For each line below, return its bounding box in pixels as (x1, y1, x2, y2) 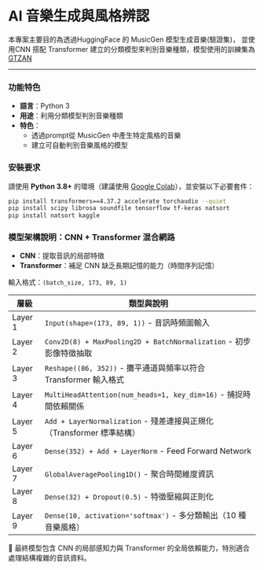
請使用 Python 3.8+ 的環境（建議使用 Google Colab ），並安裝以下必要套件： (8, 182, 255, 191)
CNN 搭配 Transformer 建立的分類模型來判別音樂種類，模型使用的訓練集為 (14, 44, 255, 53)
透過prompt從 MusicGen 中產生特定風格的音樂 (31, 131, 181, 140)
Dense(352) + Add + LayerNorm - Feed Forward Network (44, 446, 251, 457)
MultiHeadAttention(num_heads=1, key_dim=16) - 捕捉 (44, 389, 244, 400)
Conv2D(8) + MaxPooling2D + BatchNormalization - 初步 (44, 336, 251, 347)
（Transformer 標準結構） (44, 428, 140, 439)
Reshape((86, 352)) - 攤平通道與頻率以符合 (44, 362, 206, 373)
